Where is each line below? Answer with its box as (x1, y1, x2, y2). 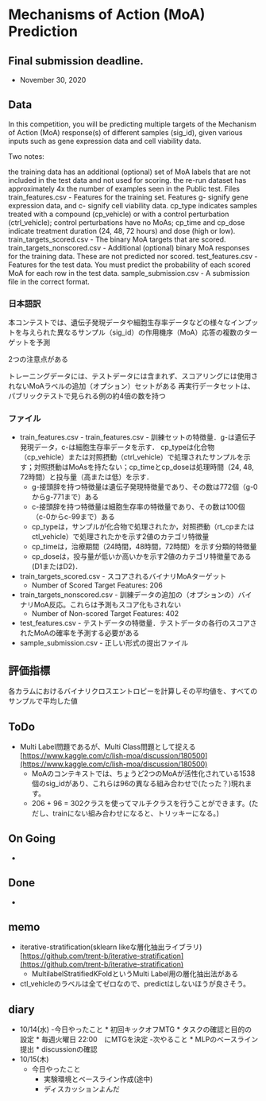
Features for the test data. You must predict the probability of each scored (8, 260, 252, 269)
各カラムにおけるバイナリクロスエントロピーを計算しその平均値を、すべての (8, 686, 258, 696)
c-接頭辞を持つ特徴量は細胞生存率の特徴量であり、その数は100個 (31, 502, 245, 512)
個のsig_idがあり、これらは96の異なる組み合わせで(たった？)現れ (31, 779, 245, 789)
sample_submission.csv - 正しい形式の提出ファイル (19, 638, 189, 648)
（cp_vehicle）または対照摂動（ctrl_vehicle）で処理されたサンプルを (19, 452, 244, 462)
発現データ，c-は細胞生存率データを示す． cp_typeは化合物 (19, 443, 215, 452)
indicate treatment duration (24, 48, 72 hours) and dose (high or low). (8, 226, 236, 235)
